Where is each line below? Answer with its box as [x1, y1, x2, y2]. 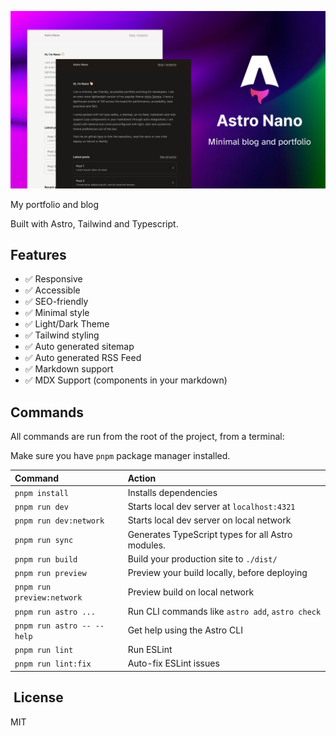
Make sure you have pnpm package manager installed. [10, 450, 231, 462]
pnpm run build [14, 554, 78, 565]
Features [10, 246, 67, 263]
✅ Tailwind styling [24, 329, 100, 341]
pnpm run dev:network [14, 516, 105, 526]
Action [127, 472, 157, 484]
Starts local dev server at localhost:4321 [127, 501, 296, 513]
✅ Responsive [24, 273, 83, 285]
